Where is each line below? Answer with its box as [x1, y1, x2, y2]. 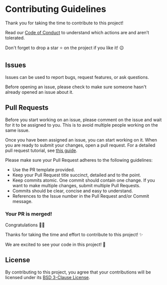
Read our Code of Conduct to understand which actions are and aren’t [5, 29, 149, 35]
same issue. [5, 127, 30, 133]
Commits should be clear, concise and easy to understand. [12, 188, 133, 194]
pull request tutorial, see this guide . [5, 147, 78, 153]
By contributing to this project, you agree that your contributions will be [5, 269, 151, 275]
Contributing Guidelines [5, 3, 106, 15]
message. [12, 198, 33, 204]
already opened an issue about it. [5, 89, 74, 95]
